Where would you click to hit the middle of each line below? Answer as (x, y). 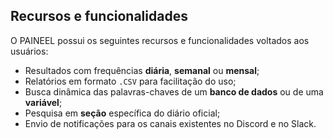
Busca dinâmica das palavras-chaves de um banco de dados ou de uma (174, 91)
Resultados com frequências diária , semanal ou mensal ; (142, 70)
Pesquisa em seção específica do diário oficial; (122, 113)
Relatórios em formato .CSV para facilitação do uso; (130, 81)
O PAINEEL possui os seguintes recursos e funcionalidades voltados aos (160, 40)
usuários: (29, 51)
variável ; (43, 102)
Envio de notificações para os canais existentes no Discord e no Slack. (170, 123)
